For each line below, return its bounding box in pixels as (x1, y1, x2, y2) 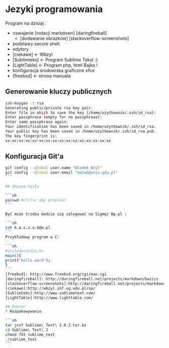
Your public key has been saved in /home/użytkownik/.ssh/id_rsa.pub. (5, 129, 156, 134)
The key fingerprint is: (5, 133, 57, 138)
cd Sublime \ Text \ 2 (5, 327, 49, 332)
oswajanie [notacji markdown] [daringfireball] (12, 30, 107, 36)
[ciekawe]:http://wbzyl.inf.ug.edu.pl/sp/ (5, 286, 96, 291)
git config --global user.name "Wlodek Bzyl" (5, 165, 102, 171)
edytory (12, 46, 29, 52)
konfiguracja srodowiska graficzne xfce (12, 67, 95, 74)
